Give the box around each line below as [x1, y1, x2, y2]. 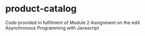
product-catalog [5, 3, 77, 14]
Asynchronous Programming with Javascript [5, 24, 99, 30]
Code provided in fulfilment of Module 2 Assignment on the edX [5, 19, 140, 25]
